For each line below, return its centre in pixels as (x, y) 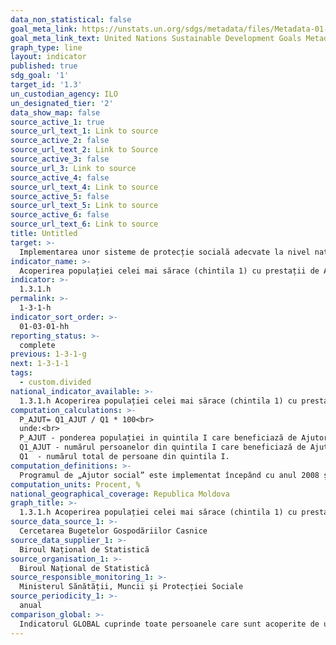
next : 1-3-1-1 (40, 364)
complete (37, 345)
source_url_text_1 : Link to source (84, 131)
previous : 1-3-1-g (48, 354)
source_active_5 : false (60, 196)
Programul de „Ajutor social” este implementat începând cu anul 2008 (169, 475)
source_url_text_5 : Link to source (84, 206)
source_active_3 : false (60, 159)
